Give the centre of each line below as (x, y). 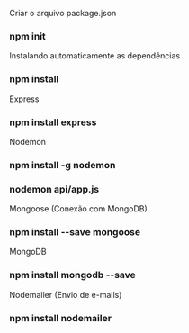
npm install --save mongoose (75, 232)
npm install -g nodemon (63, 165)
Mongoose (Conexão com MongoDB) (79, 209)
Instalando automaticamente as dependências (95, 56)
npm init (28, 36)
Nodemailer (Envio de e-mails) (66, 294)
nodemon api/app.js (54, 189)
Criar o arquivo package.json (63, 13)
